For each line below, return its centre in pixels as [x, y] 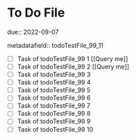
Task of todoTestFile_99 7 [54, 106]
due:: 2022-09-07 [33, 32]
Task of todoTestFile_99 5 [54, 90]
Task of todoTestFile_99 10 [55, 129]
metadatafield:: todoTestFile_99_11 [56, 45]
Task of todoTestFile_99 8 [54, 114]
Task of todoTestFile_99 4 [54, 82]
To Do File [36, 13]
